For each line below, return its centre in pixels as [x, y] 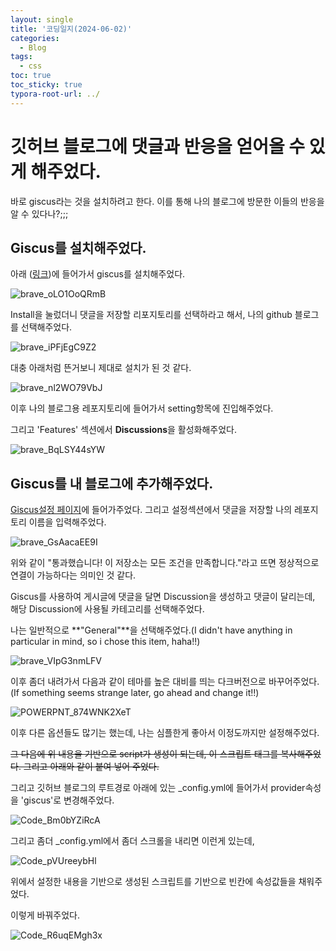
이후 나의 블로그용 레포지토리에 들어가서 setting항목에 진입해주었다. [142, 408]
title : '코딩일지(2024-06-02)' [71, 29]
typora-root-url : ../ [55, 94]
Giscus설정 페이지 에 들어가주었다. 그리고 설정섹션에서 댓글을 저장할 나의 [151, 510]
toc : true [31, 76]
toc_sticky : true [46, 85]
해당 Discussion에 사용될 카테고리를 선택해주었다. [107, 609]
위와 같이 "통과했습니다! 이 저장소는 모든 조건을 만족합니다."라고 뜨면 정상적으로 [165, 563]
